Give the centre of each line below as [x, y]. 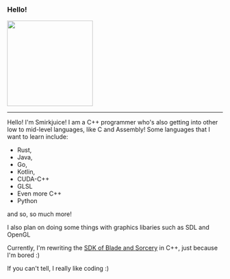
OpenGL [19, 235]
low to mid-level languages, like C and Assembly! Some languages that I [108, 130]
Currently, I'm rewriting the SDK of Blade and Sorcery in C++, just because [112, 248]
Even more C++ [39, 194]
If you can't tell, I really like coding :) [58, 269]
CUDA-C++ [33, 179]
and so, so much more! [39, 214]
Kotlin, [26, 172]
